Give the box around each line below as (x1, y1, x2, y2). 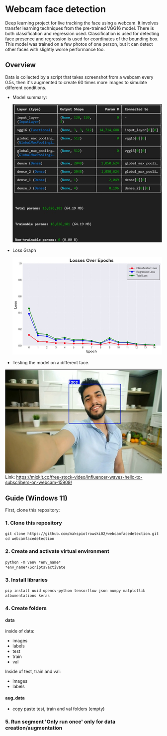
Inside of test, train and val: (5, 668, 61, 675)
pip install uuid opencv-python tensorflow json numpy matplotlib (5, 588, 146, 593)
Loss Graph (12, 247, 36, 253)
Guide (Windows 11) (5, 494, 68, 502)
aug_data (5, 695, 25, 701)
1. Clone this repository (5, 520, 62, 526)
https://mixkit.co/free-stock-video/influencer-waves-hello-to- (16, 474, 143, 480)
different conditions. (5, 85, 47, 91)
